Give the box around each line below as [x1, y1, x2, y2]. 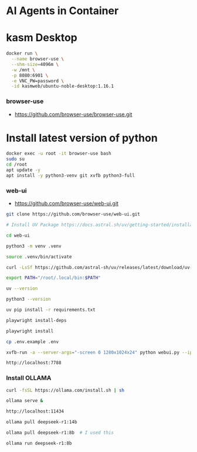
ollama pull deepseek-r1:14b [6, 419, 77, 425]
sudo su [6, 156, 25, 162]
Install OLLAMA [6, 374, 52, 382]
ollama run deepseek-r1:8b [6, 440, 72, 446]
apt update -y [6, 167, 41, 173]
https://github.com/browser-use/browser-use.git [14, 111, 133, 118]
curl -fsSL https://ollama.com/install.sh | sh [6, 387, 125, 393]
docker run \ [6, 51, 38, 56]
